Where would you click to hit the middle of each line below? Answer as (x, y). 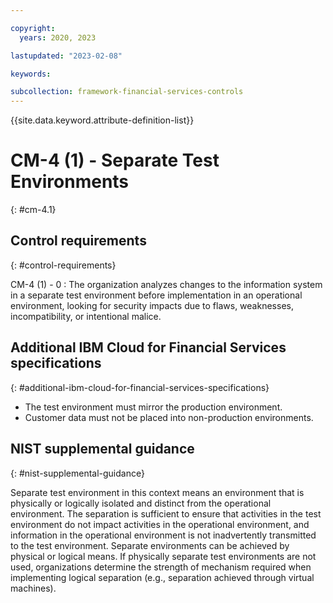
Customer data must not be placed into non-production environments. (169, 417)
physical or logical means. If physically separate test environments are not (163, 556)
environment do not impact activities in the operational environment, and (160, 524)
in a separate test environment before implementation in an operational (156, 295)
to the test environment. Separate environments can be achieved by (150, 545)
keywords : (31, 74)
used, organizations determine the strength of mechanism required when (161, 567)
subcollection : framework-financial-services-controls (127, 92)
